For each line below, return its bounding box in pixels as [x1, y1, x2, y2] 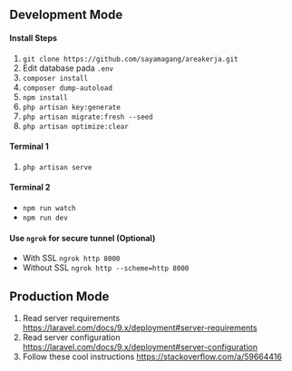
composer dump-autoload [22, 83, 113, 93]
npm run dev [22, 213, 68, 222]
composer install [22, 73, 89, 83]
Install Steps [9, 32, 57, 44]
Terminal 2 [9, 181, 51, 193]
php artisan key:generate [22, 103, 121, 112]
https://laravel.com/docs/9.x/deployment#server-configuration [22, 342, 258, 353]
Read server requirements [22, 313, 121, 324]
